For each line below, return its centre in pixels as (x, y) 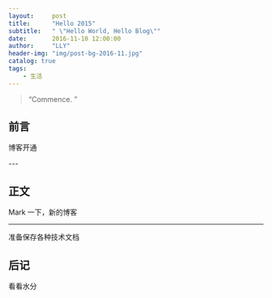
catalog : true (32, 62)
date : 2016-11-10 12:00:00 (65, 38)
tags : (17, 69)
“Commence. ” (53, 99)
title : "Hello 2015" (52, 23)
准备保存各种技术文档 (44, 237)
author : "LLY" (39, 46)
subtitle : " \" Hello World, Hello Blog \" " (85, 31)
